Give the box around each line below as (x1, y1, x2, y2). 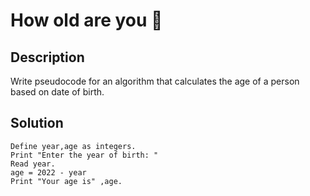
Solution (10, 115, 64, 132)
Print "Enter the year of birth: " (10, 150, 159, 160)
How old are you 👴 (10, 9, 163, 32)
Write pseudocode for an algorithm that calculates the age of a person (10, 75, 300, 87)
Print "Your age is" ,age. (10, 176, 123, 186)
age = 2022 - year (10, 167, 87, 178)
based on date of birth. (10, 86, 105, 98)
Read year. (10, 159, 56, 169)
